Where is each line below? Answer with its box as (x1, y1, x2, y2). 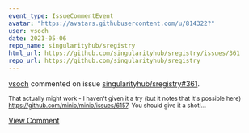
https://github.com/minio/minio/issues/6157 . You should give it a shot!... (8, 102, 207, 110)
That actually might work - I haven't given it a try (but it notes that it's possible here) (8, 94, 241, 102)
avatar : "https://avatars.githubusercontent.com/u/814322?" (8, 19, 216, 27)
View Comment (8, 115, 60, 125)
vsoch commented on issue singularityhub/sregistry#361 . (8, 78, 200, 89)
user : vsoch (8, 27, 49, 35)
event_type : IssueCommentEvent (8, 11, 114, 20)
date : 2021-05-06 (8, 34, 67, 43)
